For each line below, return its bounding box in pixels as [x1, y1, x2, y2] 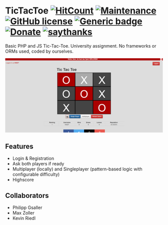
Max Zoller [12, 210, 35, 216]
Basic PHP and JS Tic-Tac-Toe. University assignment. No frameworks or [5, 43, 156, 49]
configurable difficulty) [12, 171, 60, 177]
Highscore [12, 177, 34, 183]
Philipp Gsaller [12, 204, 42, 210]
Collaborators [5, 191, 49, 200]
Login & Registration [12, 155, 54, 161]
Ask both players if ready [12, 161, 64, 167]
